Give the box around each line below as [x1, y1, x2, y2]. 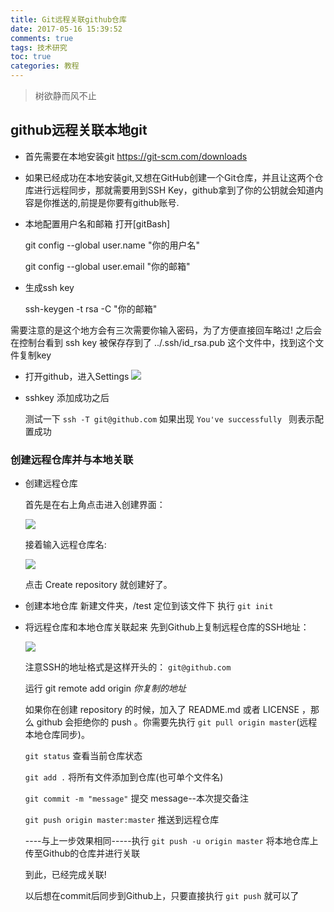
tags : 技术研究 [10, 42, 68, 53]
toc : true [10, 52, 52, 62]
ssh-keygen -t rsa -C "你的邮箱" [24, 302, 158, 315]
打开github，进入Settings [24, 370, 130, 382]
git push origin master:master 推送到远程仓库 [24, 814, 220, 826]
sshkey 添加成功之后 [24, 391, 110, 403]
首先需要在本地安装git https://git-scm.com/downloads [24, 150, 248, 162]
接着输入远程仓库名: [24, 539, 107, 551]
